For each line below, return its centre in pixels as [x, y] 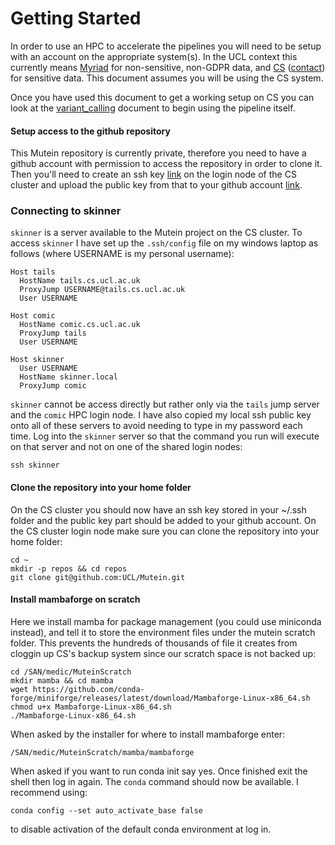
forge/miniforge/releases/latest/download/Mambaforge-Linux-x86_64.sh [160, 698]
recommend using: [49, 792]
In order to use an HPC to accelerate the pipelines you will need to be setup [166, 46]
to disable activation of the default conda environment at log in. [141, 829]
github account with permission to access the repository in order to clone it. [166, 164]
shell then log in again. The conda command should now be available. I [154, 781]
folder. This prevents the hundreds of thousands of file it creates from [154, 643]
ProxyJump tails [53, 333]
